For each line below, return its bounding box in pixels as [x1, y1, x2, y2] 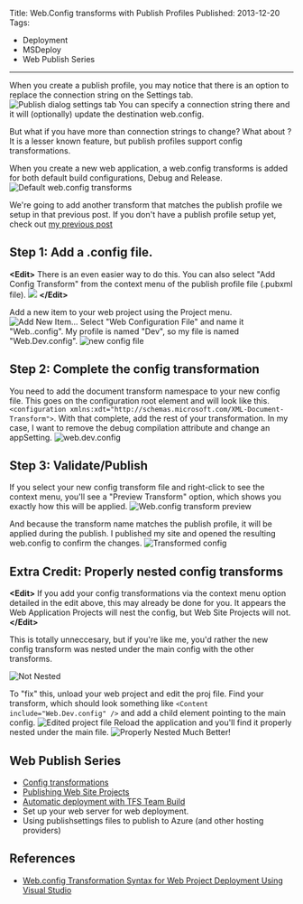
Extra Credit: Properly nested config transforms [9, 564, 284, 579]
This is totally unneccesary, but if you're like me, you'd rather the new [9, 634, 269, 645]
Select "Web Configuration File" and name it [79, 316, 244, 327]
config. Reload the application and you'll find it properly [9, 717, 292, 728]
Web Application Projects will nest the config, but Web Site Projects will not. [9, 607, 291, 618]
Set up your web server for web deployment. [22, 806, 189, 816]
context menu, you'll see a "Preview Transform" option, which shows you [9, 491, 282, 502]
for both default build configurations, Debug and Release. [9, 172, 223, 183]
